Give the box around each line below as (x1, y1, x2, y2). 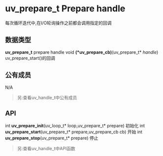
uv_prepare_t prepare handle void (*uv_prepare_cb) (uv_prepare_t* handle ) (5, 49, 159, 55)
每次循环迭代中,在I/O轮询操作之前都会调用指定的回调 (5, 20, 112, 26)
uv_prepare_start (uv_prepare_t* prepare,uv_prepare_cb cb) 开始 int (5, 129, 143, 135)
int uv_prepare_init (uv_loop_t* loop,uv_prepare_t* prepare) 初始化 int (5, 123, 145, 129)
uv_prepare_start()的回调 (5, 55, 56, 61)
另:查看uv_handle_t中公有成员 (17, 94, 77, 100)
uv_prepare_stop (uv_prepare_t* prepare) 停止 (5, 135, 98, 141)
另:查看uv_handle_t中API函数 (17, 146, 75, 152)
